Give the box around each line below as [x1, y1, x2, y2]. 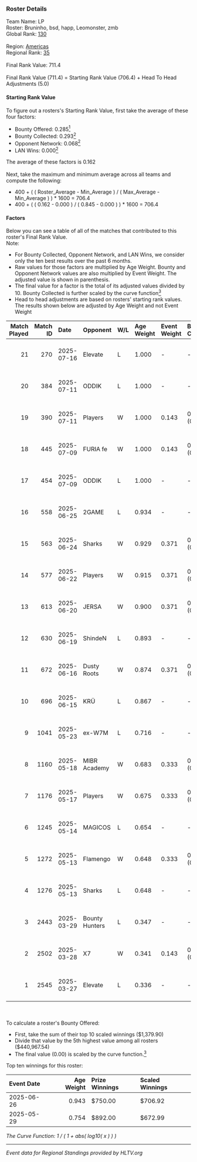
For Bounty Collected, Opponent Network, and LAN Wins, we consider [14, 251, 185, 258]
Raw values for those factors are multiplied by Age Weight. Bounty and [14, 263, 186, 271]
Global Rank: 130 [6, 31, 47, 38]
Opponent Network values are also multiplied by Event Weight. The [14, 270, 177, 277]
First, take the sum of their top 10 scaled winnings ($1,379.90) [14, 1031, 164, 1038]
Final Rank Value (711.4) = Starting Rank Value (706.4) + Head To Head [6, 74, 177, 81]
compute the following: [6, 177, 62, 184]
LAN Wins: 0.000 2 [14, 146, 59, 154]
